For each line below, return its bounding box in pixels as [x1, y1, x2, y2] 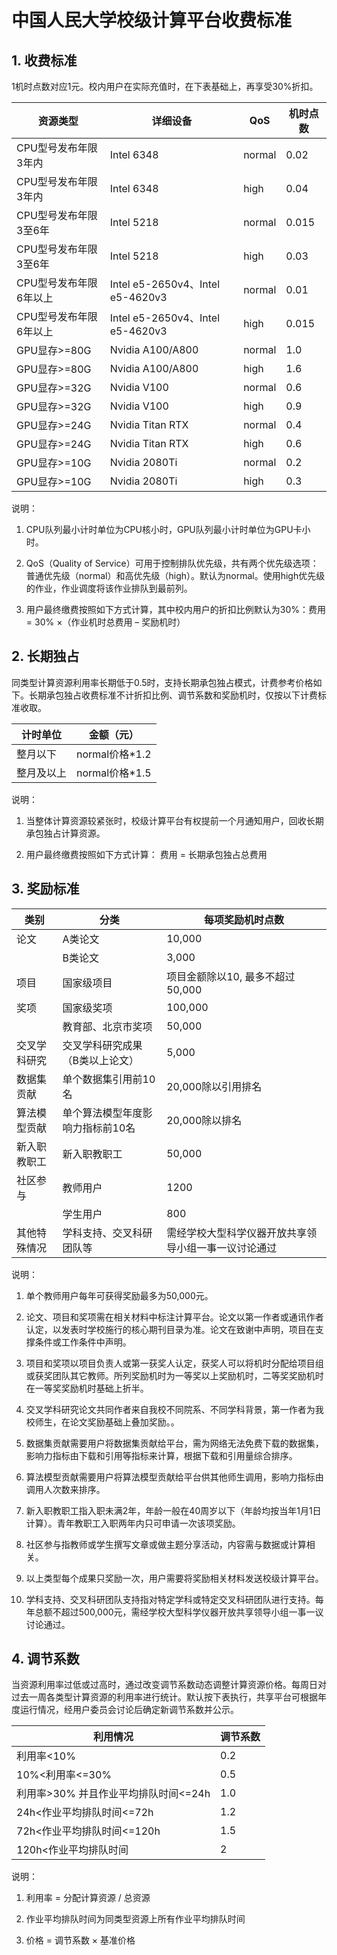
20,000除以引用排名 [166, 1079, 263, 1093]
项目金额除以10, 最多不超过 [166, 969, 296, 983]
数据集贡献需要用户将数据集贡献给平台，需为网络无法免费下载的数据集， [25, 1437, 324, 1449]
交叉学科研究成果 [62, 1038, 143, 1052]
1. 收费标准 [11, 52, 78, 69]
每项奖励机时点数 [204, 912, 285, 926]
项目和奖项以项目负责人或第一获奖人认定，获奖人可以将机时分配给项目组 [25, 1357, 324, 1369]
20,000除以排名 [166, 1113, 243, 1127]
